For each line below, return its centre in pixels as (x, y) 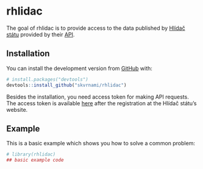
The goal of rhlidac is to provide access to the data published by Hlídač (96, 28)
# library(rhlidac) (31, 154)
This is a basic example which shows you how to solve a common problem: (101, 143)
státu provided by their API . (41, 34)
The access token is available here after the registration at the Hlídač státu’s (101, 103)
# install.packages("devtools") (47, 79)
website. (17, 109)
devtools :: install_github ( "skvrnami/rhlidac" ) (66, 85)
